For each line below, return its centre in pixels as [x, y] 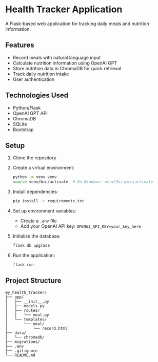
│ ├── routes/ [23, 310]
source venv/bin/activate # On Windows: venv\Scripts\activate [83, 182]
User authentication [34, 79]
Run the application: [34, 255]
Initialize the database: [36, 236]
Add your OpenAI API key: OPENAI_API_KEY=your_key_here [81, 226]
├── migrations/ [23, 342]
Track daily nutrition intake [41, 74]
